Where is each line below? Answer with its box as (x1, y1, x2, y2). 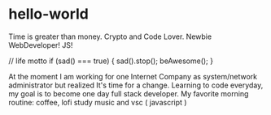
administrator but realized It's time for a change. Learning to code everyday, (8, 80, 264, 90)
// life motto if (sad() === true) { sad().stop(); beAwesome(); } (8, 56, 214, 66)
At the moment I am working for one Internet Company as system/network (8, 71, 258, 81)
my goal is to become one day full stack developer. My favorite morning (8, 88, 249, 98)
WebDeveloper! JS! (8, 40, 73, 49)
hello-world (8, 5, 90, 23)
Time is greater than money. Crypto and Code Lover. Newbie (8, 32, 212, 41)
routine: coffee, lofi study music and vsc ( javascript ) (8, 97, 187, 107)
